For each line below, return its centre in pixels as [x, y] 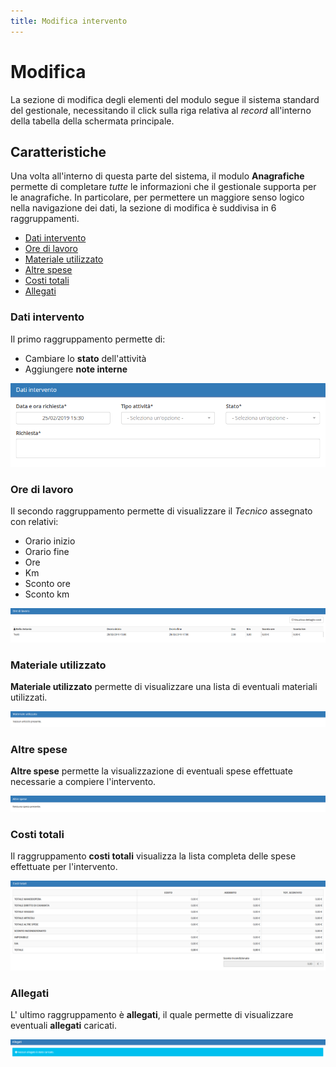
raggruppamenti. [45, 219]
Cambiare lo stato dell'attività [85, 358]
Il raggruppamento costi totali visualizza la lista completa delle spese [153, 856]
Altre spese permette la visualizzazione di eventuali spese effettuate [151, 771]
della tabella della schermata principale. [92, 121]
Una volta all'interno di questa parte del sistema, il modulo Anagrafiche [157, 176]
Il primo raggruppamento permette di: [88, 339]
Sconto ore [47, 584]
